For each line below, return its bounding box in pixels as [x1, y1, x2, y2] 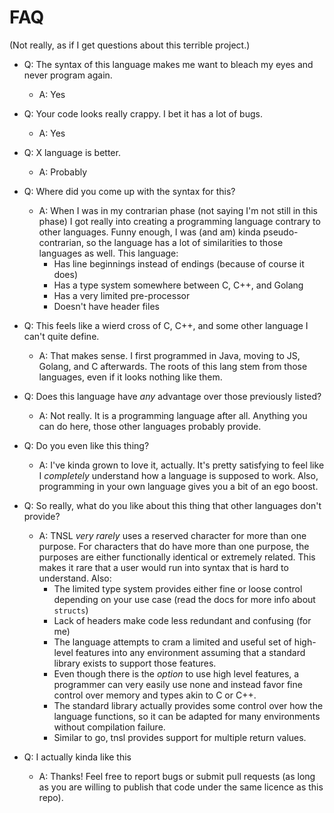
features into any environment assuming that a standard [75, 646, 306, 658]
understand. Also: [38, 572, 112, 584]
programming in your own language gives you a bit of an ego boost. [38, 480, 319, 492]
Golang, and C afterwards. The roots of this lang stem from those [38, 360, 308, 372]
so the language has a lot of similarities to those [85, 236, 284, 248]
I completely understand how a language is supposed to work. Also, [38, 469, 319, 481]
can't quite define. [23, 330, 100, 342]
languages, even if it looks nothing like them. [38, 371, 223, 383]
